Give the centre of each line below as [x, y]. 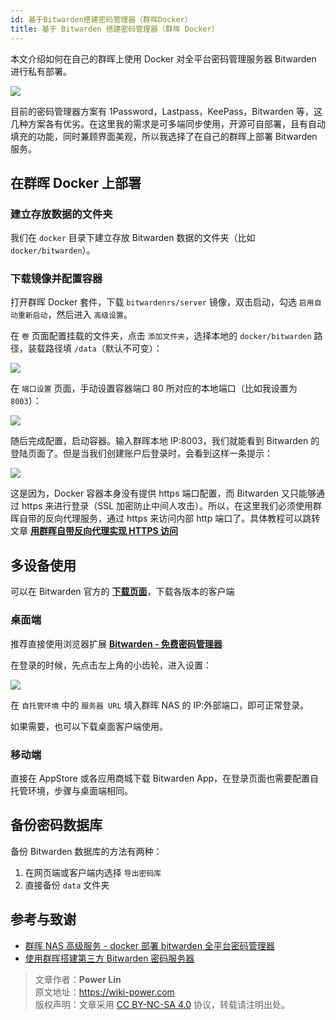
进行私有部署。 [41, 71]
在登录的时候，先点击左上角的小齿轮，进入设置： [111, 665]
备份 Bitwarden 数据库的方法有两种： [86, 851]
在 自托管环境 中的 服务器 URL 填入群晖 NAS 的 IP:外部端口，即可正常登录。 [160, 705]
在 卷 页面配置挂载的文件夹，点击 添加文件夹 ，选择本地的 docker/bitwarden [161, 336]
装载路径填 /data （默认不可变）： [95, 348]
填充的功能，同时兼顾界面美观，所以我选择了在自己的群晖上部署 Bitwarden [164, 136]
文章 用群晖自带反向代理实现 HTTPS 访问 [94, 531]
